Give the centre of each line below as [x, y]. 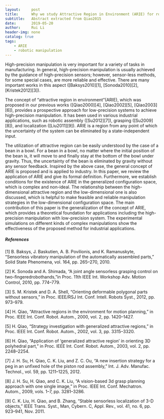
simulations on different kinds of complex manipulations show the [71, 223]
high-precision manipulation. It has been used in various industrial [71, 115]
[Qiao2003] [146, 105]
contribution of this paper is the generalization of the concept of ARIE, [75, 207]
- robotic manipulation [38, 50]
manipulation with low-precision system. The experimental [83, 218]
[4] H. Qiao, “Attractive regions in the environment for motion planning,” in [79, 312]
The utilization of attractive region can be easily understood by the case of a [82, 145]
